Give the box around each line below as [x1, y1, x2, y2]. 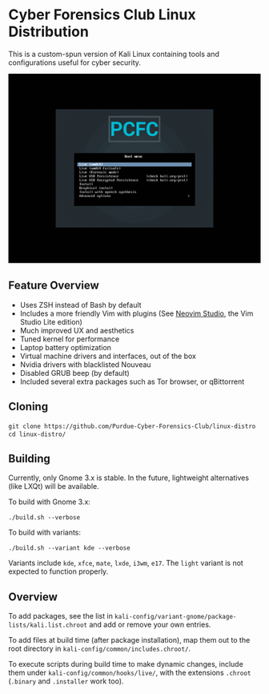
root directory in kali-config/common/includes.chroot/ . [8, 644, 191, 654]
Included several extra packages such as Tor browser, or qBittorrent [19, 377, 245, 386]
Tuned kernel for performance [19, 334, 120, 344]
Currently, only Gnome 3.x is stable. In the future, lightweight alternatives [8, 473, 250, 482]
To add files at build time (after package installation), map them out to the [8, 635, 251, 645]
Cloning [8, 400, 49, 414]
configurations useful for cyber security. [8, 58, 142, 67]
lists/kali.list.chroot [8, 621, 88, 630]
